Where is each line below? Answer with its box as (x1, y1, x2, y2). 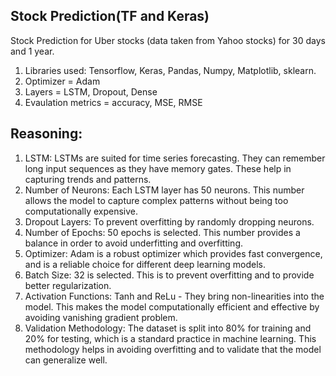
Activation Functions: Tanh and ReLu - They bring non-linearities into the (24, 290, 325, 302)
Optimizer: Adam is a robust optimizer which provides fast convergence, (24, 247, 323, 259)
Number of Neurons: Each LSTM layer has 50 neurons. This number (24, 184, 305, 196)
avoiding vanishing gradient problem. (24, 311, 178, 323)
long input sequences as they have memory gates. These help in (24, 162, 292, 174)
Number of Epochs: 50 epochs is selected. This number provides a (24, 226, 301, 238)
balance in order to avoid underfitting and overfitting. (24, 237, 243, 249)
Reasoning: (10, 125, 83, 143)
